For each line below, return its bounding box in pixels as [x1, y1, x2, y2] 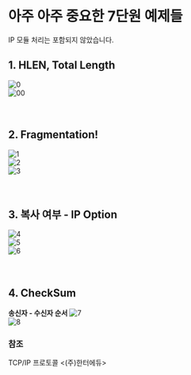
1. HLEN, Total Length [8, 59, 116, 72]
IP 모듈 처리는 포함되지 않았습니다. [8, 35, 114, 44]
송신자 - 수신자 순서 [8, 308, 68, 318]
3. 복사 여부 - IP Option [8, 207, 117, 221]
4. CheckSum [8, 286, 77, 300]
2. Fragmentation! [8, 128, 99, 141]
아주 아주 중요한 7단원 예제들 [8, 7, 183, 25]
